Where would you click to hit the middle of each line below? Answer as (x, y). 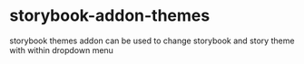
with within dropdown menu (61, 50)
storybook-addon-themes (110, 16)
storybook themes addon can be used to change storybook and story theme (152, 41)
